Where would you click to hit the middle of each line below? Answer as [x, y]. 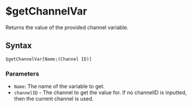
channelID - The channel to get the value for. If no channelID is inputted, [100, 92]
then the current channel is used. [54, 99]
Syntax [19, 46]
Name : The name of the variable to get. [59, 87]
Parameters [22, 73]
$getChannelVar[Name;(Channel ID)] [49, 59]
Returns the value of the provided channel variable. [67, 27]
